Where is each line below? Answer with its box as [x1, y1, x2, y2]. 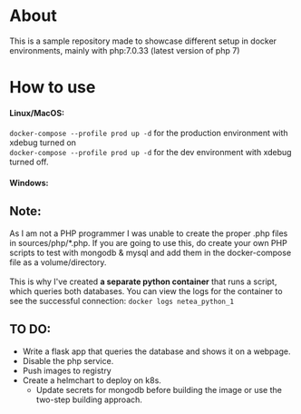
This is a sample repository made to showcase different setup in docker [9, 35, 277, 46]
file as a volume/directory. [9, 256, 107, 268]
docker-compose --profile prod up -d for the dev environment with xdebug [9, 147, 292, 158]
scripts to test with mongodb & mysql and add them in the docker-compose [9, 247, 292, 258]
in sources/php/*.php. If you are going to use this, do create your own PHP [9, 237, 287, 248]
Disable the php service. [22, 355, 114, 366]
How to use [9, 77, 96, 98]
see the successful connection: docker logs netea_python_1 [9, 295, 234, 306]
